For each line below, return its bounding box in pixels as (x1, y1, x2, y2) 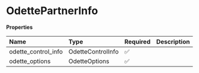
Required (124, 37, 151, 45)
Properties (6, 24, 33, 31)
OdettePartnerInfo (6, 4, 98, 18)
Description (156, 37, 190, 45)
